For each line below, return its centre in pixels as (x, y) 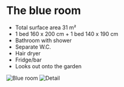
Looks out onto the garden (48, 66)
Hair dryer (28, 53)
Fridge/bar (28, 60)
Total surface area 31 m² (46, 27)
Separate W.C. (33, 47)
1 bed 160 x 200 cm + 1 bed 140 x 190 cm (67, 33)
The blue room (44, 11)
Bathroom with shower (43, 40)
